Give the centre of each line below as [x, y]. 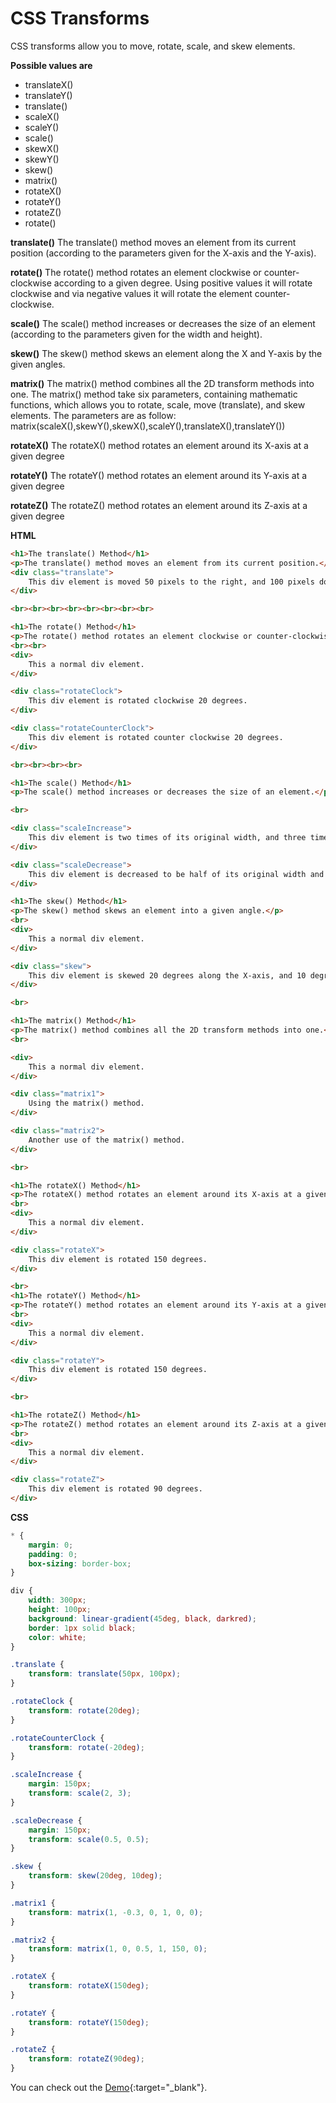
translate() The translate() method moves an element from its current [153, 242]
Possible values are [51, 65]
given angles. [38, 364]
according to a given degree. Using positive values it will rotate [183, 283]
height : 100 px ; [60, 1610]
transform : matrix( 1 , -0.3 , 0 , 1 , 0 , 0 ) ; [116, 1912]
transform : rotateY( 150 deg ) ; [89, 2022]
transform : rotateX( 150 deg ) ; [89, 1986]
